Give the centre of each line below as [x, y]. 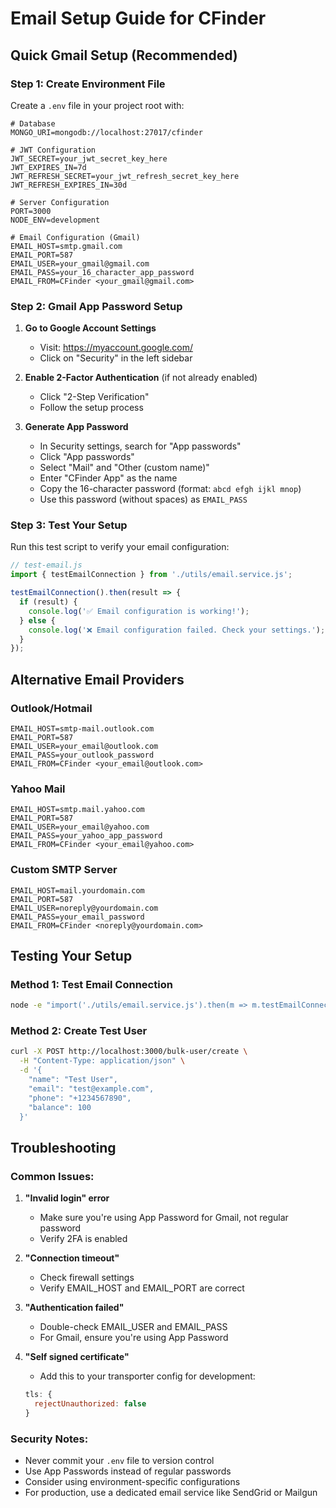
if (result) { [48, 602]
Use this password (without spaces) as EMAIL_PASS [143, 499]
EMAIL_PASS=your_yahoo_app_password [86, 836]
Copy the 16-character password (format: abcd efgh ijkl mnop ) [170, 489]
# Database [33, 123]
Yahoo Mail [38, 789]
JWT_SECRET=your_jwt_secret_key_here [89, 158]
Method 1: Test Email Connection [91, 984]
